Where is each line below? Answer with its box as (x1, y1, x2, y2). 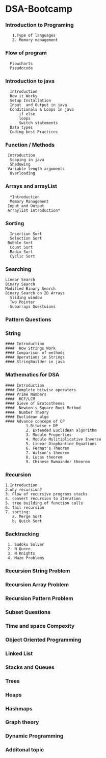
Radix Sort (10, 249, 33, 254)
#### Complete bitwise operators (5, 387, 76, 392)
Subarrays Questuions (10, 304, 56, 309)
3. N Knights (7, 551, 36, 556)
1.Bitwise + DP (25, 423, 58, 428)
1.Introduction (5, 483, 38, 488)
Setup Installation (10, 98, 51, 103)
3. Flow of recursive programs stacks (5, 492, 88, 497)
